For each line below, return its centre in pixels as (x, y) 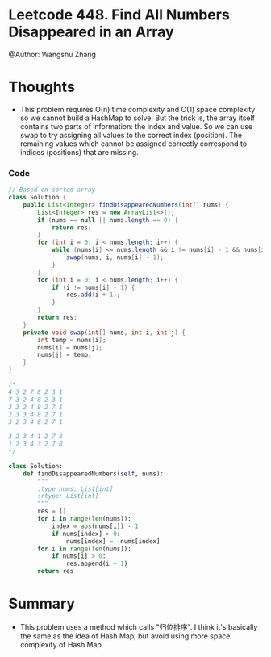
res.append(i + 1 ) (97, 564)
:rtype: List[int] (68, 496)
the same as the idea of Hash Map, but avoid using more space (125, 636)
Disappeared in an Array (92, 32)
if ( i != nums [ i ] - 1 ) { (93, 287)
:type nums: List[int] (75, 489)
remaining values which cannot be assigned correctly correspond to (133, 144)
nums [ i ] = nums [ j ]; (70, 347)
